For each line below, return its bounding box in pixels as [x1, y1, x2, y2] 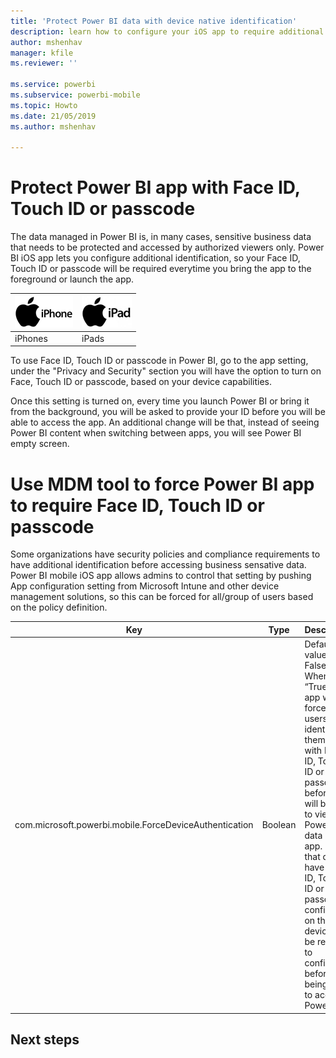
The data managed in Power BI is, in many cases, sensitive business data [10, 231, 312, 243]
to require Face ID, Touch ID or [10, 494, 265, 517]
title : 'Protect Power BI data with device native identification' [10, 16, 298, 26]
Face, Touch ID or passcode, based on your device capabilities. [10, 376, 272, 388]
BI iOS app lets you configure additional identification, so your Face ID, [10, 252, 301, 264]
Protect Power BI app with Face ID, [10, 176, 301, 199]
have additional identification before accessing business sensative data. [10, 559, 307, 571]
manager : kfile [10, 48, 74, 58]
